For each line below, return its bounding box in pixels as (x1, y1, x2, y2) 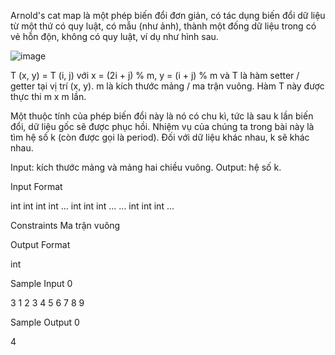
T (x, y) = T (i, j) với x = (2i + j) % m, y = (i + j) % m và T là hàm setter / (10, 70, 300, 81)
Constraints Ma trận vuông (10, 220, 121, 231)
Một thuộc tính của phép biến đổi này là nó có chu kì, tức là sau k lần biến (10, 110, 314, 122)
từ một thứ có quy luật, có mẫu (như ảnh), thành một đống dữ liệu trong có (10, 20, 317, 32)
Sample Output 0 (10, 316, 80, 328)
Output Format (10, 239, 71, 250)
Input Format (10, 181, 63, 192)
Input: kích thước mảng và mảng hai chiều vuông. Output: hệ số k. (10, 161, 282, 173)
